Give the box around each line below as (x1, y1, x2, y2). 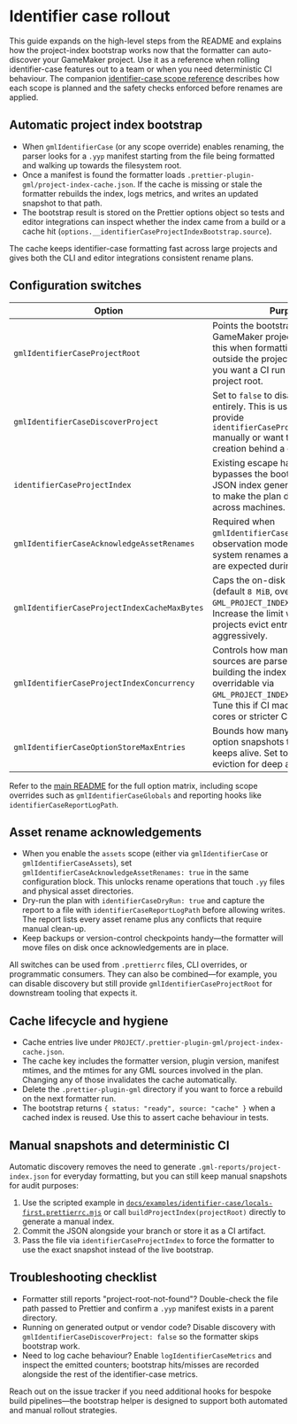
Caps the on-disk (211, 574, 286, 586)
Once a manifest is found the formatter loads (21, 169, 186, 180)
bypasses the (211, 468, 269, 480)
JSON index (211, 478, 263, 491)
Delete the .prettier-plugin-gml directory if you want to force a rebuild (21, 1084, 283, 1095)
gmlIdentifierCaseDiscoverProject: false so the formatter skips (21, 1331, 259, 1342)
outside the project (211, 352, 291, 365)
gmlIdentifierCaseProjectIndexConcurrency (13, 677, 195, 688)
